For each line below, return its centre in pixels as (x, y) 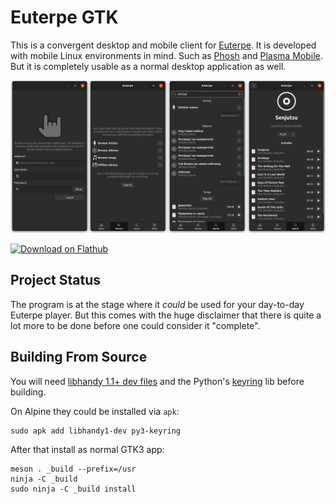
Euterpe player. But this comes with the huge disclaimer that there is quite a (166, 315)
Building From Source (79, 357)
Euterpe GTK (64, 17)
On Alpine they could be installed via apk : (95, 411)
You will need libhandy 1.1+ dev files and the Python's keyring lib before (157, 381)
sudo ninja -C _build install (73, 489)
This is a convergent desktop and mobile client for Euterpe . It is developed (163, 45)
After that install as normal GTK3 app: (87, 449)
